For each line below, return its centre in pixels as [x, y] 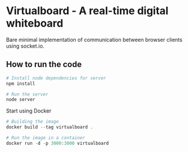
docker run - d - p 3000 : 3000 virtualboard [58, 143]
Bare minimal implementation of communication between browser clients [94, 39]
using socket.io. [25, 46]
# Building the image [33, 122]
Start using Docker [29, 111]
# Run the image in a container [46, 138]
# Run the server [27, 94]
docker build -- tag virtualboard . [50, 127]
